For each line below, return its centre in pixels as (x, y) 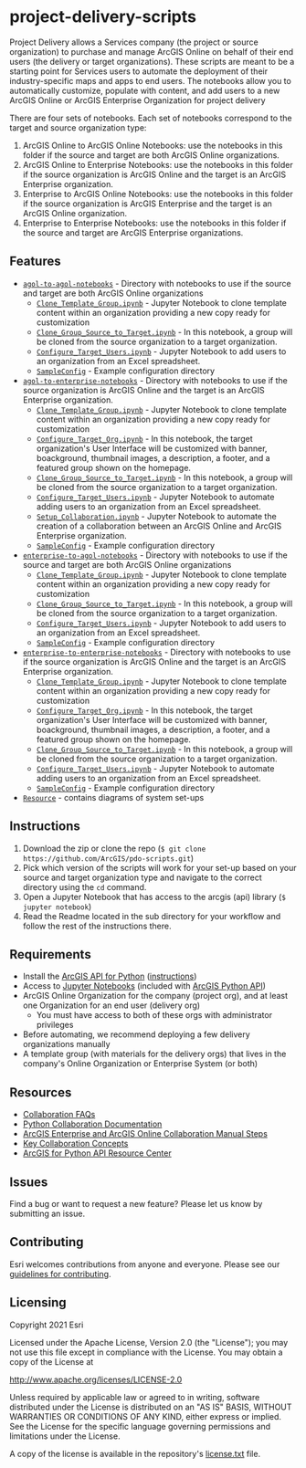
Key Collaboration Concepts (75, 1144)
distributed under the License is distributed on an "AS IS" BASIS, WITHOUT (151, 1407)
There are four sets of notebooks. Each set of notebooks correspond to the (151, 118)
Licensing (38, 1303)
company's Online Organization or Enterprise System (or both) (140, 1064)
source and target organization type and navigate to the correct (142, 877)
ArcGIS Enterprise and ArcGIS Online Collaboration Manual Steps (145, 1134)
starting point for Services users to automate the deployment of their (138, 71)
